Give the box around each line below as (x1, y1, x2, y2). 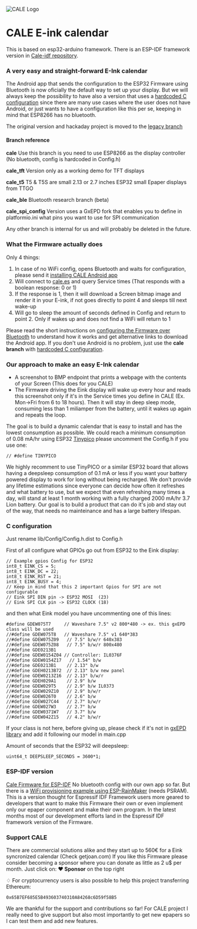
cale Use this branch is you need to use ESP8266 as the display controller (6, 149, 186, 156)
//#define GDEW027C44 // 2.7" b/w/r (6, 699, 101, 705)
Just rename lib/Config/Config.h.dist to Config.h (6, 535, 123, 542)
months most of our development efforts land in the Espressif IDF (6, 812, 165, 819)
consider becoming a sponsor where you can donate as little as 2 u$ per (6, 859, 182, 866)
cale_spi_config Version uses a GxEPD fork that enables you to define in (6, 208, 182, 215)
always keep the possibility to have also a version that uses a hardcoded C (6, 93, 187, 100)
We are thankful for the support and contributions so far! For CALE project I (6, 905, 188, 912)
